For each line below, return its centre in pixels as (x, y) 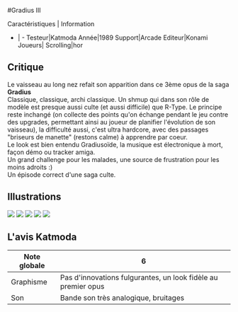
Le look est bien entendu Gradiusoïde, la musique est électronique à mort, (115, 144)
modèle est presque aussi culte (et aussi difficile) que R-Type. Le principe (115, 107)
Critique (26, 68)
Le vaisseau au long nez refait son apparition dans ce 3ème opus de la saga (118, 84)
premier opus (82, 287)
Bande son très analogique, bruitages (122, 298)
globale (32, 266)
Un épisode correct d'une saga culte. (62, 174)
